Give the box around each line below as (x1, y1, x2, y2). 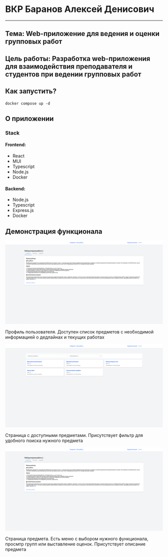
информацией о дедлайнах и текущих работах (5, 334, 105, 340)
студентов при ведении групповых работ (5, 70, 141, 78)
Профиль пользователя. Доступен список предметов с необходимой (5, 329, 154, 335)
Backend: (5, 185, 25, 191)
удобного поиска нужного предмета (5, 437, 83, 443)
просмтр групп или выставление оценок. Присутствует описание (5, 541, 146, 547)
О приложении (5, 114, 54, 123)
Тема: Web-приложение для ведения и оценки (5, 29, 160, 38)
